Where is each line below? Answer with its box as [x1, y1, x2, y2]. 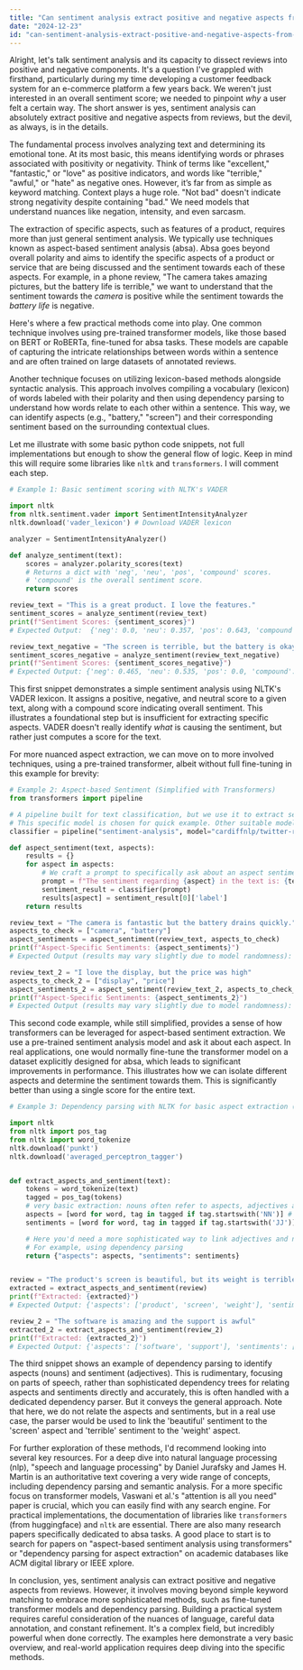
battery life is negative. [9, 300, 95, 311]
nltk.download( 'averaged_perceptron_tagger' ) [9, 1152, 183, 1161]
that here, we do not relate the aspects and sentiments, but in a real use [9, 1406, 277, 1417]
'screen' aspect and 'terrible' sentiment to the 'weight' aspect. [9, 1426, 241, 1436]
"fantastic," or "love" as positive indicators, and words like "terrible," [9, 168, 263, 179]
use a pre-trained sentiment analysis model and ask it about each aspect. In [9, 1037, 291, 1048]
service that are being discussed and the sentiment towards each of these [9, 262, 286, 273]
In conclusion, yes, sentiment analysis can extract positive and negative [9, 1575, 277, 1586]
